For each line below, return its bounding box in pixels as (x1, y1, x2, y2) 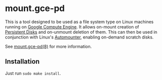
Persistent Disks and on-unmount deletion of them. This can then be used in (5, 29, 158, 35)
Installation (5, 57, 40, 66)
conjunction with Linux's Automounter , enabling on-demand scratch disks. (5, 34, 154, 40)
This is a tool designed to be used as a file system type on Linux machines (5, 19, 154, 25)
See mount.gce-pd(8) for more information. (5, 43, 92, 49)
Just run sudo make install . (5, 70, 61, 76)
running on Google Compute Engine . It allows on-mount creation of (5, 24, 139, 29)
